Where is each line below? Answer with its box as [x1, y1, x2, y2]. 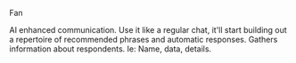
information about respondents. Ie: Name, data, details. [9, 43, 212, 54]
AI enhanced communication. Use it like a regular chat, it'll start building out [9, 25, 287, 35]
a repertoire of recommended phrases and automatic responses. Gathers [9, 35, 278, 44]
